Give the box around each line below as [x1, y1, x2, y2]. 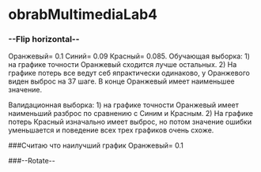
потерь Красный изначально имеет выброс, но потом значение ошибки [8, 117, 252, 127]
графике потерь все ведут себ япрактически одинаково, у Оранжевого [8, 69, 251, 78]
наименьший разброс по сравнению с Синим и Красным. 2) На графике [8, 109, 253, 118]
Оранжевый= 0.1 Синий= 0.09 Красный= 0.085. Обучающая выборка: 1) [8, 51, 251, 61]
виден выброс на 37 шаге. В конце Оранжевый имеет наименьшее [8, 77, 235, 86]
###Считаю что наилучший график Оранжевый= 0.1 [8, 140, 183, 151]
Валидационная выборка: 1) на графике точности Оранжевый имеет [8, 100, 239, 110]
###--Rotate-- [8, 156, 55, 166]
